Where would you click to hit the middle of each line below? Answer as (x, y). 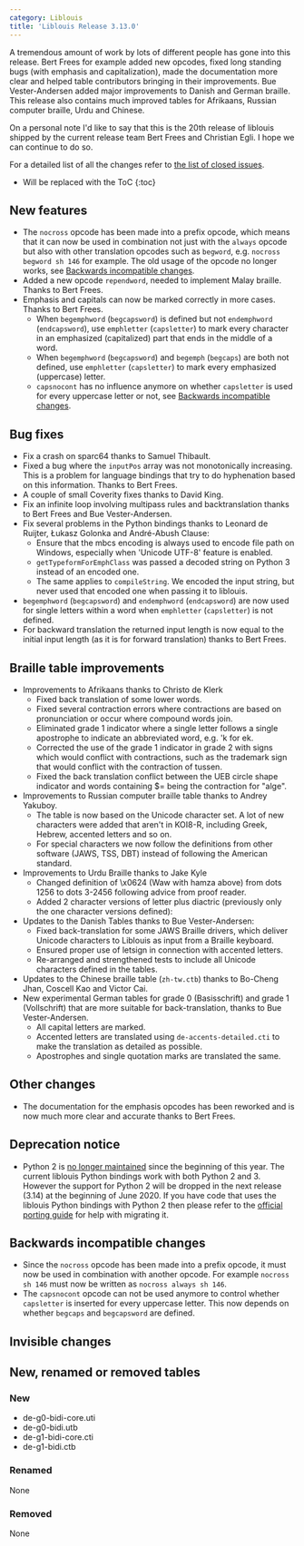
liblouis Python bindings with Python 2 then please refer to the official (152, 1205)
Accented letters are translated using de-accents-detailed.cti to (158, 1036)
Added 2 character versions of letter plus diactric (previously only (159, 901)
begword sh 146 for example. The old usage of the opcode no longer (150, 261)
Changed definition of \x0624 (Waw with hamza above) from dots (159, 882)
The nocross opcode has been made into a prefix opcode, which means (156, 232)
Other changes (53, 1085)
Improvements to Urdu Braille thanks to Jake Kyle (114, 873)
